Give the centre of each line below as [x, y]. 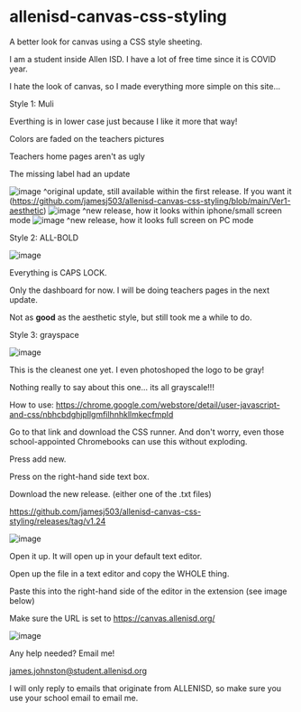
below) [22, 600]
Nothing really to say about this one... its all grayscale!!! [112, 387]
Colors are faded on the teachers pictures [87, 138]
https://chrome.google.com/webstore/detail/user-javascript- [168, 405]
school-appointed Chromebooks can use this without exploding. [128, 441]
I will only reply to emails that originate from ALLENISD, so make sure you [146, 688]
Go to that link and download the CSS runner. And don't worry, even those [147, 432]
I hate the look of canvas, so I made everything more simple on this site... [145, 86]
